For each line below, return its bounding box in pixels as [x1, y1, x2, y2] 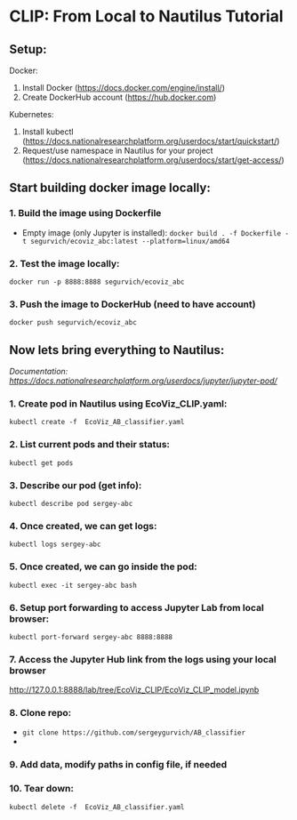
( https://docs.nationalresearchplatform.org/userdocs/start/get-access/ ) [21, 155, 285, 165]
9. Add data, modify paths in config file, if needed [9, 759, 228, 771]
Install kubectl [21, 126, 74, 137]
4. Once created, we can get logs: [9, 519, 157, 532]
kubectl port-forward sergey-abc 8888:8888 [9, 632, 173, 641]
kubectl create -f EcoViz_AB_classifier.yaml [9, 418, 185, 427]
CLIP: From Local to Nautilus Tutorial [9, 6, 284, 27]
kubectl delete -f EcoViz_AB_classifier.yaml [9, 802, 185, 811]
